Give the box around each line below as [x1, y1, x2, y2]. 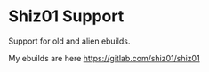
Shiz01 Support [8, 6, 125, 27]
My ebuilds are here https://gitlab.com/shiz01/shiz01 [8, 52, 201, 63]
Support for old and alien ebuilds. [8, 36, 131, 46]
